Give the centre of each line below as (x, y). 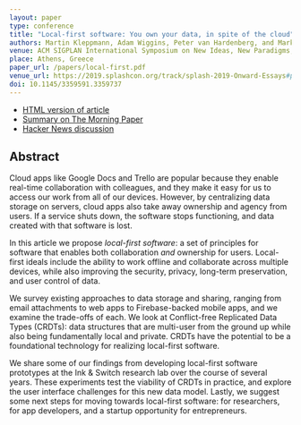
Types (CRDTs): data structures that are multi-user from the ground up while (150, 327)
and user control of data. (55, 281)
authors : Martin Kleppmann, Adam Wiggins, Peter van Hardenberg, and (142, 42)
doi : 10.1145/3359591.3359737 (66, 84)
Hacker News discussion (68, 128)
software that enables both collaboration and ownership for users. (131, 252)
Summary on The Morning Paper (82, 119)
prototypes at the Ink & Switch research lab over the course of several (138, 373)
